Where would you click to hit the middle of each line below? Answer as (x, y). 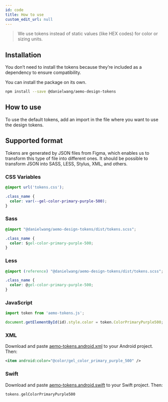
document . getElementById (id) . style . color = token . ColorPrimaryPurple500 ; (85, 322)
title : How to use (24, 15)
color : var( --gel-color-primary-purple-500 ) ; (59, 201)
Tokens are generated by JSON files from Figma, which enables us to (77, 153)
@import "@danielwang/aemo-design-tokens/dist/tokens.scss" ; (71, 229)
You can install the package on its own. (46, 82)
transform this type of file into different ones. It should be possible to (77, 158)
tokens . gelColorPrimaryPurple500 (40, 394)
